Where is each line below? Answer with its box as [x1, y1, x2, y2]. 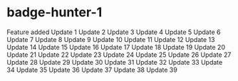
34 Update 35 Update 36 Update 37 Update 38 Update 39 [6, 65, 177, 74]
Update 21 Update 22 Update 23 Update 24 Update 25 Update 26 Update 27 [6, 50, 232, 59]
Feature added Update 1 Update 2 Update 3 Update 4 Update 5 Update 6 [6, 28, 221, 36]
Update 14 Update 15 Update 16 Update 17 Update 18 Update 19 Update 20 [6, 43, 226, 51]
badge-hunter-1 [6, 4, 103, 21]
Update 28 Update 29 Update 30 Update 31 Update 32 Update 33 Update [6, 58, 223, 66]
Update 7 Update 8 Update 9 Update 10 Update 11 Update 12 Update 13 [6, 35, 215, 43]
